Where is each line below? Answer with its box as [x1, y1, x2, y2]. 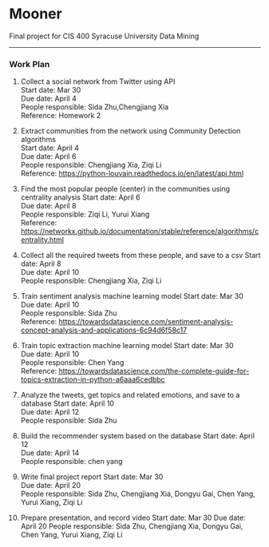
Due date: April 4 [20, 93, 77, 104]
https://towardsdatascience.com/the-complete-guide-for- [58, 367, 250, 376]
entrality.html [20, 235, 65, 244]
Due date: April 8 [20, 201, 77, 211]
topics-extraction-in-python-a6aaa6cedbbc [20, 375, 166, 384]
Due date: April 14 [20, 448, 80, 458]
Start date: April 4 [20, 143, 79, 153]
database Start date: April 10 [20, 398, 115, 408]
